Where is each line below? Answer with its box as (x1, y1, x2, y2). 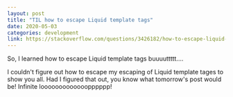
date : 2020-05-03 (7, 23, 58, 30)
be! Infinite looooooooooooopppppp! (7, 83, 112, 91)
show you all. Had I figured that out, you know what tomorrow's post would (7, 75, 222, 83)
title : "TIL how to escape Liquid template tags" (7, 17, 154, 23)
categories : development (7, 29, 79, 36)
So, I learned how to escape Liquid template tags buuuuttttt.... (7, 54, 184, 63)
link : (7, 36, 23, 43)
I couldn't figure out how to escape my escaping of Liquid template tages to (7, 68, 224, 76)
